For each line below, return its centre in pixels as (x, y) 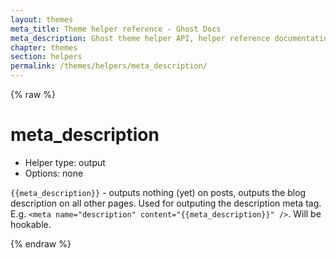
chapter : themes (44, 47)
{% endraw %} (41, 243)
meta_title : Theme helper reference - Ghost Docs (116, 29)
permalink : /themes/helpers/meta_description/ (109, 66)
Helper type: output (65, 162)
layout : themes (42, 19)
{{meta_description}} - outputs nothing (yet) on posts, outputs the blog (158, 192)
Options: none (54, 173)
